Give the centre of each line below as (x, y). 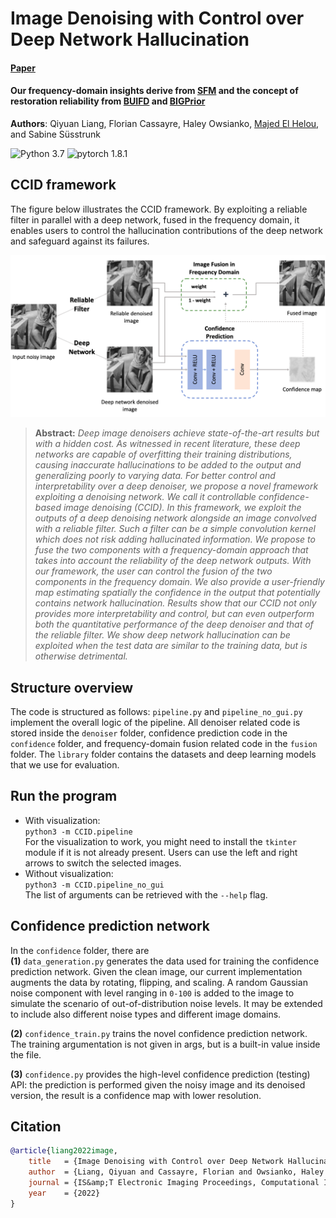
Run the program (64, 796)
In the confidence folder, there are (80, 950)
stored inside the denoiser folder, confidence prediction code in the (149, 733)
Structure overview (72, 687)
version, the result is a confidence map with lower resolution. (136, 1095)
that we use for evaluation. (65, 764)
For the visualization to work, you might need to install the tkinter (160, 841)
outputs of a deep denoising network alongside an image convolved (175, 518)
